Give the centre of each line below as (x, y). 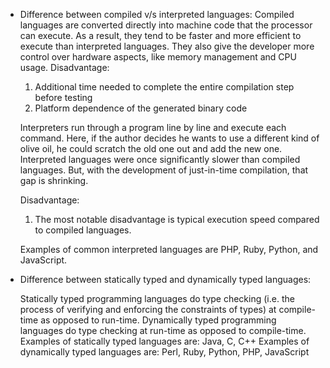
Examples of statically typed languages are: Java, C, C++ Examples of (164, 341)
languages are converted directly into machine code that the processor (166, 25)
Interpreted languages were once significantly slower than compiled (160, 159)
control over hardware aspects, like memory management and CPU (158, 57)
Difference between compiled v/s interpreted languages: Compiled (157, 14)
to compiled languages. (83, 230)
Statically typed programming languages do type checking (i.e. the (157, 298)
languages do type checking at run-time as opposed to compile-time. (163, 330)
